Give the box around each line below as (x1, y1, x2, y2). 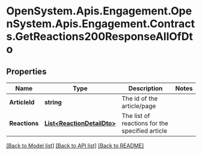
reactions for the (121, 119, 168, 127)
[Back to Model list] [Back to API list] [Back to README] (6, 142, 144, 149)
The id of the (121, 94, 158, 103)
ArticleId (9, 98, 35, 106)
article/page (121, 102, 156, 110)
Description (128, 84, 163, 93)
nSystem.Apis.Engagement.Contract (6, 17, 195, 31)
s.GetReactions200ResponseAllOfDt (6, 30, 194, 43)
